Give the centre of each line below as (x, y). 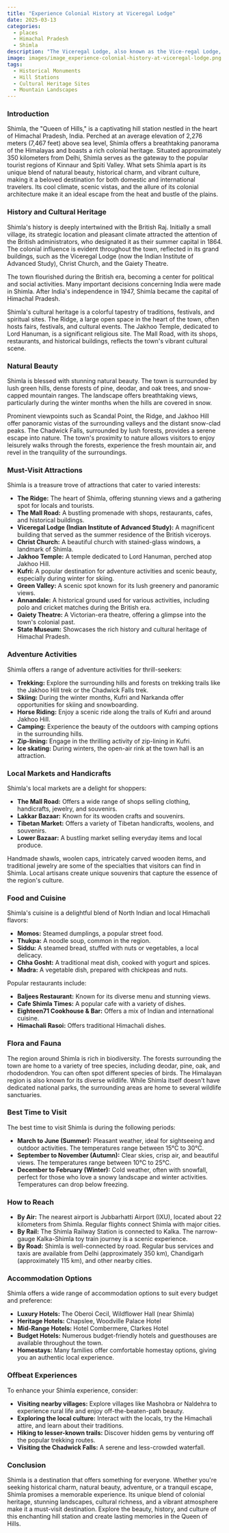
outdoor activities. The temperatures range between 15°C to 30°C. (110, 1148)
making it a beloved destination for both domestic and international (102, 180)
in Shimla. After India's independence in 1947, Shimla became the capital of (113, 291)
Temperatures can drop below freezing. (73, 1184)
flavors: (18, 920)
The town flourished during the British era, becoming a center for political (110, 277)
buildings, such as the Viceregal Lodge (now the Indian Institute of (100, 256)
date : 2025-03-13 (32, 20)
